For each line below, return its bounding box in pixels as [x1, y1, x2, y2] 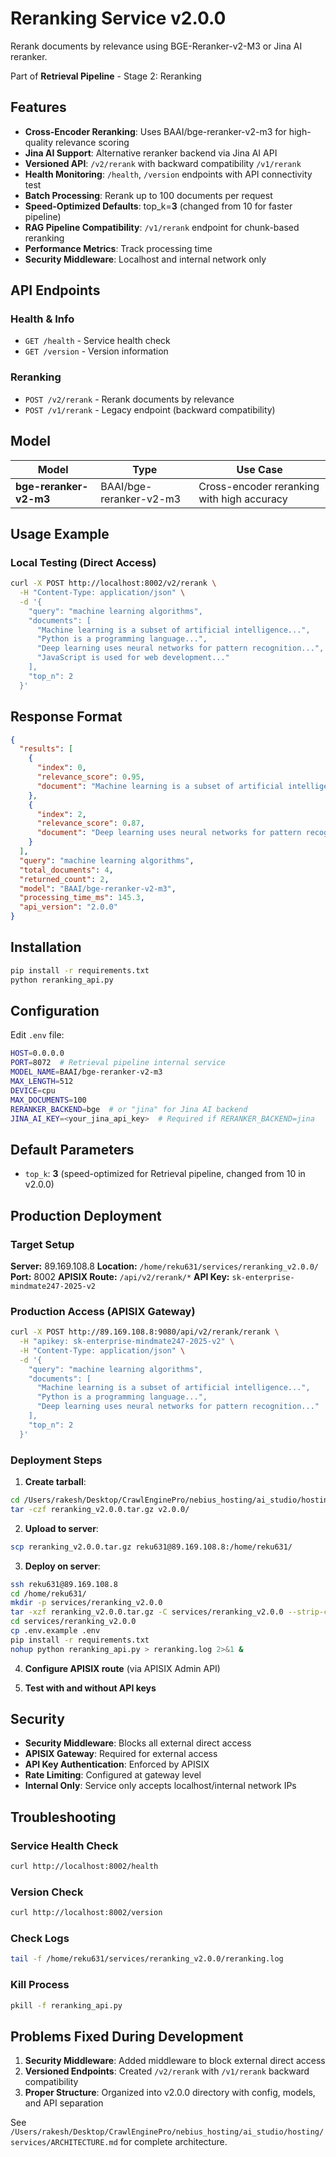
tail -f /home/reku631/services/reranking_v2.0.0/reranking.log [10, 1954, 284, 1964]
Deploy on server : [24, 1560, 101, 1572]
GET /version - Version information [24, 345, 169, 357]
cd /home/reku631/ [10, 1588, 87, 1599]
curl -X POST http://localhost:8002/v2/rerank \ [10, 578, 217, 589]
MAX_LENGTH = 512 [10, 1077, 74, 1087]
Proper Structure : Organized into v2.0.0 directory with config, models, [24, 2087, 316, 2099]
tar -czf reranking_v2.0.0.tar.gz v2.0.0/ [10, 1504, 190, 1514]
